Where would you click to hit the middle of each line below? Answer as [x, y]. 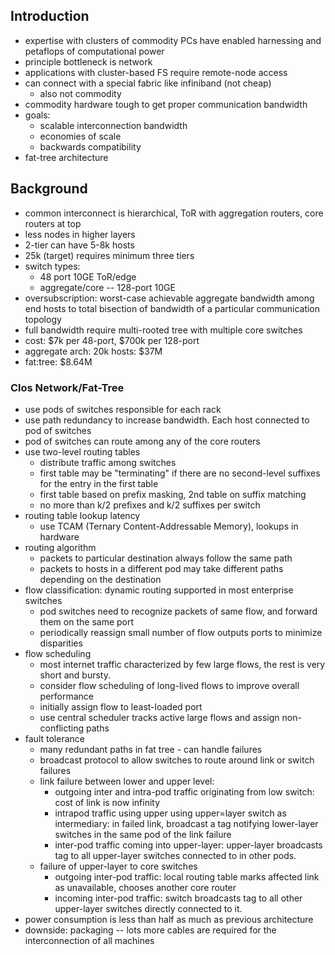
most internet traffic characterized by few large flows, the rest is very [182, 664]
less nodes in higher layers [80, 234]
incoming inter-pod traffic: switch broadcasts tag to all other [178, 898]
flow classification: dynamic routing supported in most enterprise [159, 590]
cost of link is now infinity [107, 802]
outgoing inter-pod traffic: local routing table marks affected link [187, 876]
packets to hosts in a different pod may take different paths [161, 568]
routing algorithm [60, 547]
